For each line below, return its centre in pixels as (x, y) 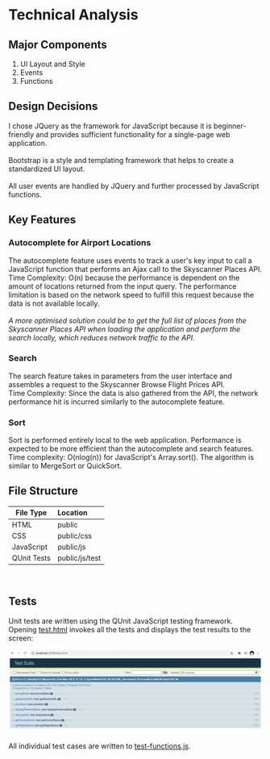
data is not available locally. (54, 303)
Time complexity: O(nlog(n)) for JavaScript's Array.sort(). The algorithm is (131, 457)
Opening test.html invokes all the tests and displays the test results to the (130, 629)
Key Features (42, 220)
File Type (31, 513)
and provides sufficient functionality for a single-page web (133, 134)
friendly (21, 134)
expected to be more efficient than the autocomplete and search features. (131, 448)
